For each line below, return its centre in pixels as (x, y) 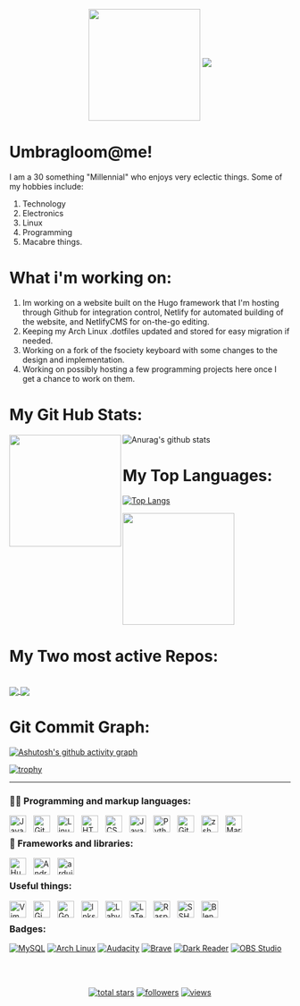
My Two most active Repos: (114, 656)
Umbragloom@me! (81, 152)
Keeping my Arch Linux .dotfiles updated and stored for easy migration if (156, 331)
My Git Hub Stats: (76, 415)
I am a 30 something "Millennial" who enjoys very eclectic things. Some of (146, 177)
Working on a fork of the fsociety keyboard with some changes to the (150, 350)
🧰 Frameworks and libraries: (71, 843)
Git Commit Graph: (79, 727)
